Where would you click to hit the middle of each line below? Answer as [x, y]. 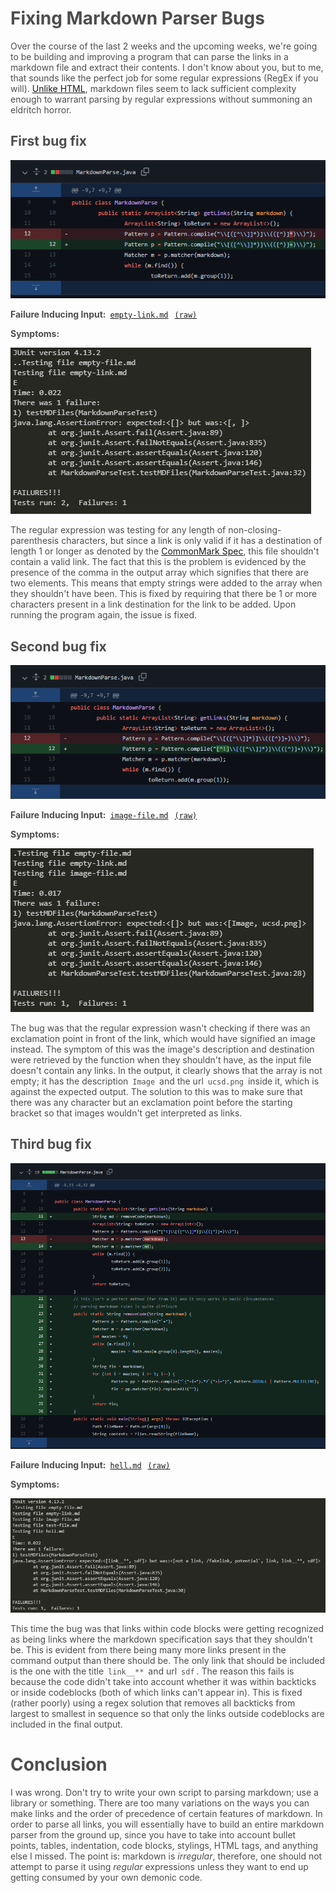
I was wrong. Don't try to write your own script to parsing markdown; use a [164, 1792]
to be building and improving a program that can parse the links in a [149, 56]
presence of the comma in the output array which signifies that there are [160, 573]
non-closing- [255, 530]
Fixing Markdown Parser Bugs [137, 18]
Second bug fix [58, 646]
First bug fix [48, 141]
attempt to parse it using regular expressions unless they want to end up [159, 1866]
